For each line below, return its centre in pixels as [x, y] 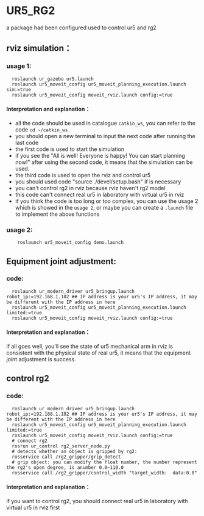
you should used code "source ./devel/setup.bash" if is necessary [98, 182]
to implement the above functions [57, 214]
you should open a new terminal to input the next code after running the [105, 136]
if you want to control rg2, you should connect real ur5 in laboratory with [97, 501]
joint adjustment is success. [41, 359]
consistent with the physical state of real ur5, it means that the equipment [98, 353]
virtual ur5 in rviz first [33, 507]
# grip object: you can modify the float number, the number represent [105, 462]
